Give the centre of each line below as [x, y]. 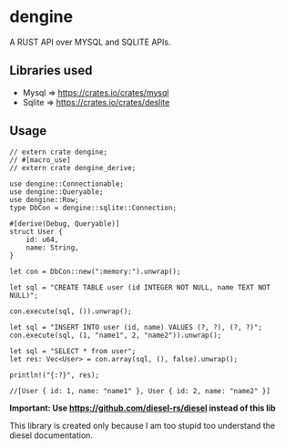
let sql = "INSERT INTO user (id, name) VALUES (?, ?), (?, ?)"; [136, 327]
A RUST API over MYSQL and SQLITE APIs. [90, 42]
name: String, [52, 248]
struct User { [36, 231]
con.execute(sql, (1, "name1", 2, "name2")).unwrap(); [116, 335]
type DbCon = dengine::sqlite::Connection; [93, 208]
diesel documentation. [51, 435]
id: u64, [42, 239]
